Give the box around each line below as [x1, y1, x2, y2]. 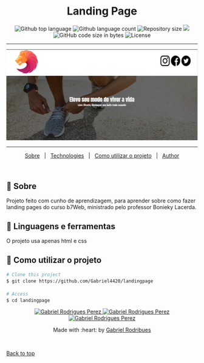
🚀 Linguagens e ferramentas [6, 221, 116, 231]
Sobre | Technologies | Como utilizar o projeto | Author [24, 152, 180, 159]
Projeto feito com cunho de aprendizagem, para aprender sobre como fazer [6, 197, 196, 204]
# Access [6, 291, 29, 297]
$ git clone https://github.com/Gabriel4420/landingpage [6, 278, 154, 284]
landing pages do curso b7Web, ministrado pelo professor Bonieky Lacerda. [6, 204, 197, 211]
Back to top [6, 350, 35, 357]
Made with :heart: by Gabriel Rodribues [53, 326, 151, 334]
